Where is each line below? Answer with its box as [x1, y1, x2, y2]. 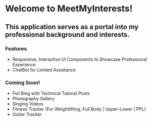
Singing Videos [12, 101, 44, 107]
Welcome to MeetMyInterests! [5, 3, 133, 14]
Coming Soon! [5, 79, 41, 86]
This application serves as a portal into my [5, 23, 139, 31]
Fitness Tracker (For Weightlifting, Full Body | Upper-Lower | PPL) [12, 106, 146, 112]
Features [5, 45, 27, 52]
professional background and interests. [5, 30, 130, 39]
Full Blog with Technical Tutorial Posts [12, 90, 90, 96]
